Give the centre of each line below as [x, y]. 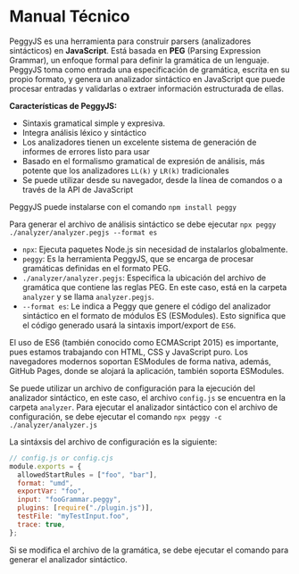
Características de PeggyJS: [63, 105]
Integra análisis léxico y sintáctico [84, 132]
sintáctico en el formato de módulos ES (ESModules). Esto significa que [154, 315]
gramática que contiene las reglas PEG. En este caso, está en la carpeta [154, 287]
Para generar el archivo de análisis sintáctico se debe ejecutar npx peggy [143, 224]
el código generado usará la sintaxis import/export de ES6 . [129, 325]
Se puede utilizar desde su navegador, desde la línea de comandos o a [152, 179]
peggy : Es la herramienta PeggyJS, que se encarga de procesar [138, 258]
